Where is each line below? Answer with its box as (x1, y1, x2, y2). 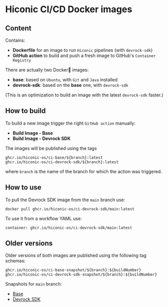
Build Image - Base (12, 130, 53, 136)
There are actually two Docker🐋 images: (5, 67, 89, 73)
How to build (5, 107, 46, 115)
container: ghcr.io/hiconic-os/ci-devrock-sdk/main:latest (5, 225, 133, 230)
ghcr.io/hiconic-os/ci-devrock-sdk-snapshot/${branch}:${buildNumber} (5, 272, 157, 278)
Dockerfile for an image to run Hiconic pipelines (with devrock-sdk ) (12, 47, 153, 53)
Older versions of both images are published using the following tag (5, 253, 147, 259)
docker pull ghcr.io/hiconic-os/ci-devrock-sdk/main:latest (5, 206, 135, 211)
